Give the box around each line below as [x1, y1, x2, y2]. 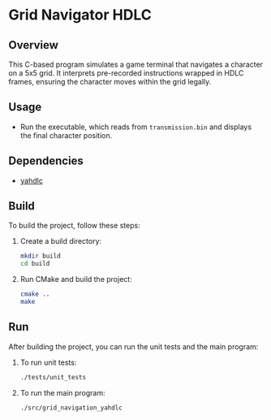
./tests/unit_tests [19, 373, 87, 381]
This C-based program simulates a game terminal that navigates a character [8, 59, 264, 69]
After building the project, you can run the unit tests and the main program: [8, 341, 259, 351]
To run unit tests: [19, 357, 77, 367]
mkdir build [19, 252, 61, 261]
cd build [19, 260, 50, 268]
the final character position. [19, 130, 113, 140]
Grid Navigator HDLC [8, 6, 152, 24]
